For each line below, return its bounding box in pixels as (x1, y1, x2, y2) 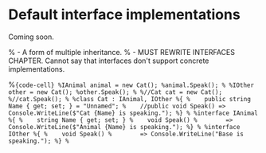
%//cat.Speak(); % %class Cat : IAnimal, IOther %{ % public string (8, 95, 251, 103)
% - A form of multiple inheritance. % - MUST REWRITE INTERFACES (8, 47, 235, 57)
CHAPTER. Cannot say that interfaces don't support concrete (8, 56, 209, 65)
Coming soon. (8, 32, 54, 41)
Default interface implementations (8, 6, 241, 24)
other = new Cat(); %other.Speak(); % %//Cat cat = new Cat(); (8, 88, 223, 96)
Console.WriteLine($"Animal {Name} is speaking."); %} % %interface (8, 123, 241, 131)
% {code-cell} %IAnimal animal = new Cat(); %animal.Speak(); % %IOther (8, 80, 255, 89)
